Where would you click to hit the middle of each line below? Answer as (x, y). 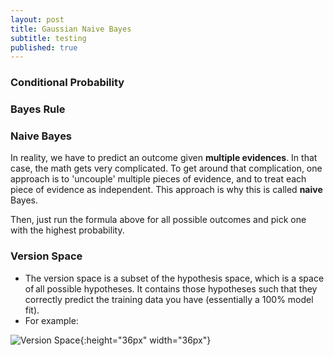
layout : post (37, 19)
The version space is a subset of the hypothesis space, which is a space (174, 278)
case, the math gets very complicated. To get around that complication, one (166, 168)
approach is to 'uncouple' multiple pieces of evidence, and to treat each (158, 179)
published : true (44, 47)
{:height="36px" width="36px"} (145, 340)
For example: (51, 320)
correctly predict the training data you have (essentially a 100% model (169, 299)
